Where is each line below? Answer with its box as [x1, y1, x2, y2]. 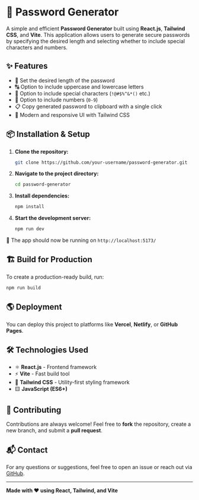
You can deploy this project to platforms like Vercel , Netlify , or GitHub [6, 320, 178, 328]
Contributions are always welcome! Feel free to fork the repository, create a [6, 421, 191, 428]
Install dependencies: [14, 192, 70, 199]
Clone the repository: [14, 148, 69, 155]
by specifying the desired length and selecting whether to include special [6, 37, 185, 44]
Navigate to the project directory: [14, 170, 99, 177]
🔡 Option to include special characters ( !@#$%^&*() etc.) [14, 90, 151, 97]
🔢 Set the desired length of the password [14, 77, 115, 84]
